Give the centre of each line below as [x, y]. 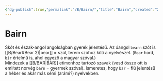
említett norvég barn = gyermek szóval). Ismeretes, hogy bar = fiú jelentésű [80, 68]
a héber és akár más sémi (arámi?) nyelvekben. [52, 73]
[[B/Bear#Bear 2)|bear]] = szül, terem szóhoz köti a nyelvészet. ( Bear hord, [80, 52]
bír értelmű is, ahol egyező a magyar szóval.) [50, 58]
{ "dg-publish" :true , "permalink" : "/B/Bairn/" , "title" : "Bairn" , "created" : [80, 10]
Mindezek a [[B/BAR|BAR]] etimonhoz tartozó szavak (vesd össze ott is [76, 63]
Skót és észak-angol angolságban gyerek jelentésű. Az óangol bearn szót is [81, 47]
